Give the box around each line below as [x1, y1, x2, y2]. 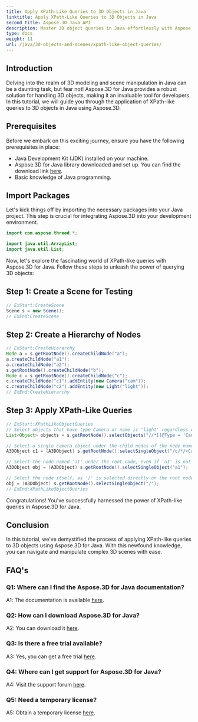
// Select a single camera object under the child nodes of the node [6, 443, 181, 449]
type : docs [6, 31, 33, 37]
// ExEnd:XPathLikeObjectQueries [6, 486, 88, 492]
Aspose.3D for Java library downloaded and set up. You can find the [14, 161, 181, 168]
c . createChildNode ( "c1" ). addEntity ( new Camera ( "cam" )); [6, 378, 146, 384]
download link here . [14, 167, 63, 174]
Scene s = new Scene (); [6, 308, 65, 313]
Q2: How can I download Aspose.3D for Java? [6, 612, 140, 620]
